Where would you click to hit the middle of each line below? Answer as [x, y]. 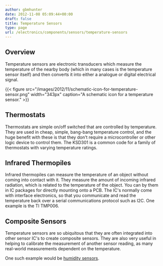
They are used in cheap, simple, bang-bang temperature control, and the [78, 132]
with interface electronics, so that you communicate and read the [71, 195]
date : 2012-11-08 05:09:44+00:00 [39, 14]
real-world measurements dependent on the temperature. [63, 249]
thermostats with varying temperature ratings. [51, 147]
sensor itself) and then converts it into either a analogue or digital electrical [81, 74]
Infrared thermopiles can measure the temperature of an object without [77, 175]
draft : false [18, 19]
